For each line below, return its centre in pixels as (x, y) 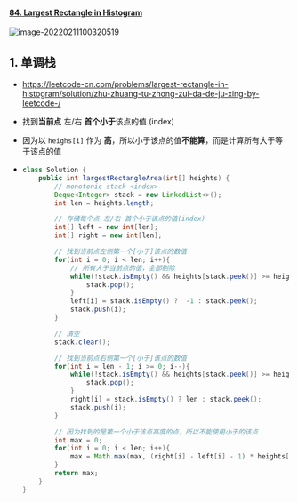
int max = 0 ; (79, 440)
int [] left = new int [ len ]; (106, 227)
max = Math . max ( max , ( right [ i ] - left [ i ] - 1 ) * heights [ (180, 457)
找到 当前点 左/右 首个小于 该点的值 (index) (98, 122)
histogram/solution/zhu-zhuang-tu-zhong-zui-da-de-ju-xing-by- (141, 94)
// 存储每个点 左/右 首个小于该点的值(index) (130, 219)
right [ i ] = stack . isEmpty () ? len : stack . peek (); (166, 400)
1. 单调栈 (32, 62)
